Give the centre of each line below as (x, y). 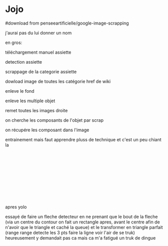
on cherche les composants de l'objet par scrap (54, 120)
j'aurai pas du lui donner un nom (38, 33)
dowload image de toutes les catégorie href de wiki (58, 81)
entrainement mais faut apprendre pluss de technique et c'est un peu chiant (83, 139)
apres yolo (16, 207)
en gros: (14, 42)
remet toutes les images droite (36, 110)
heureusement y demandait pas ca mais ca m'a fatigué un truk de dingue (80, 238)
